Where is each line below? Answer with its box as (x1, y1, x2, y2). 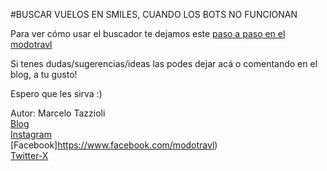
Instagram (10, 129, 52, 140)
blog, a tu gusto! (10, 69, 78, 80)
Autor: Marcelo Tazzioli (10, 107, 106, 119)
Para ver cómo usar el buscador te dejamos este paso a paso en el (10, 28, 286, 39)
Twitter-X (10, 150, 49, 161)
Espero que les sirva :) (10, 88, 103, 99)
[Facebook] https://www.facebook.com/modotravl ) (10, 139, 218, 151)
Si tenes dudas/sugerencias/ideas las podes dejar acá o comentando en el (10, 58, 318, 69)
